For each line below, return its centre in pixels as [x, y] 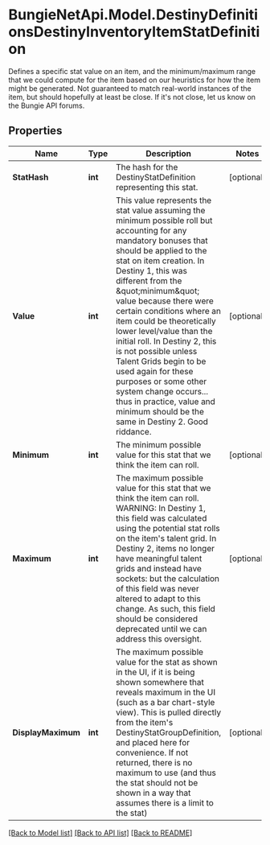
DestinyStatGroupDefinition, [168, 732]
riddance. [133, 431]
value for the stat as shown [167, 662]
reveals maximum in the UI [165, 692]
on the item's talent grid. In [166, 538]
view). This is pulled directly [168, 712]
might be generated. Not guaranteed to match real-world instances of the [130, 88]
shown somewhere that [160, 682]
